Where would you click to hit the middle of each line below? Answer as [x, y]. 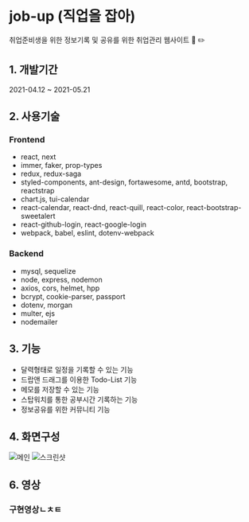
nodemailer [39, 321]
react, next [38, 157]
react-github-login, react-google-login [83, 224]
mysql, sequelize [48, 271]
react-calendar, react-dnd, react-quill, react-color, [103, 208]
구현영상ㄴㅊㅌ [35, 509]
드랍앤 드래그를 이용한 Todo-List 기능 [79, 380]
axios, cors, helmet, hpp [60, 288]
